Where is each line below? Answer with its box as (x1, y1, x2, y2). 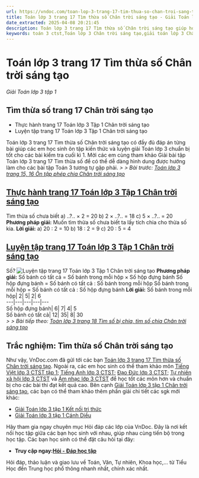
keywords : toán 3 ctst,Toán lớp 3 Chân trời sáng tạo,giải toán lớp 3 (6, 31, 184, 37)
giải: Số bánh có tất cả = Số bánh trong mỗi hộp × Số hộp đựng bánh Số (6, 273, 183, 280)
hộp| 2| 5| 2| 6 (6, 292, 41, 299)
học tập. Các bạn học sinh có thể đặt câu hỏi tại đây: (6, 436, 135, 443)
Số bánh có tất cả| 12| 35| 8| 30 (6, 311, 84, 318)
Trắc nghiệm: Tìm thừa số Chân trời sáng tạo (6, 341, 174, 351)
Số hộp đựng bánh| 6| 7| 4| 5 (6, 305, 77, 312)
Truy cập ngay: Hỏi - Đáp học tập (14, 447, 97, 454)
